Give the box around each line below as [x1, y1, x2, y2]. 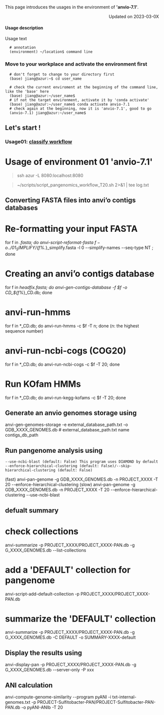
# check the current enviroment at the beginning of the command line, [9, 85, 159, 89]
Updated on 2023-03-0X [109, 14, 159, 19]
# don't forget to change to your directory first [9, 72, 115, 77]
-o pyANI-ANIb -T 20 [21, 704, 63, 711]
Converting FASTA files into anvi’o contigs [5, 196, 136, 204]
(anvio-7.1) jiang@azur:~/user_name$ [9, 110, 86, 115]
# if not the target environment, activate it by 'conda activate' [9, 97, 150, 102]
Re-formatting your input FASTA [5, 223, 138, 234]
